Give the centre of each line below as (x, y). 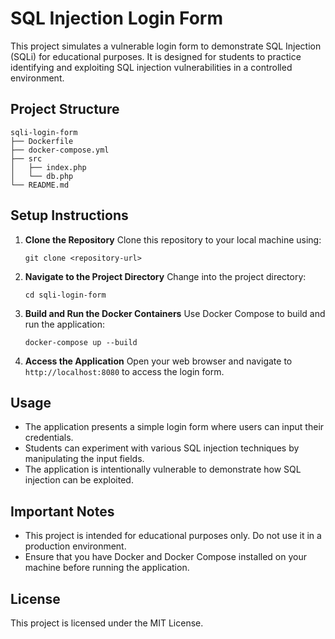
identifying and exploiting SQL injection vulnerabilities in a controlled (151, 67)
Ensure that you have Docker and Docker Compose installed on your (165, 557)
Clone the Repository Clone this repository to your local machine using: (173, 239)
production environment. (75, 546)
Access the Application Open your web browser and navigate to (158, 361)
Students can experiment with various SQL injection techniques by (162, 448)
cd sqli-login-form (65, 295)
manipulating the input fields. (84, 459)
